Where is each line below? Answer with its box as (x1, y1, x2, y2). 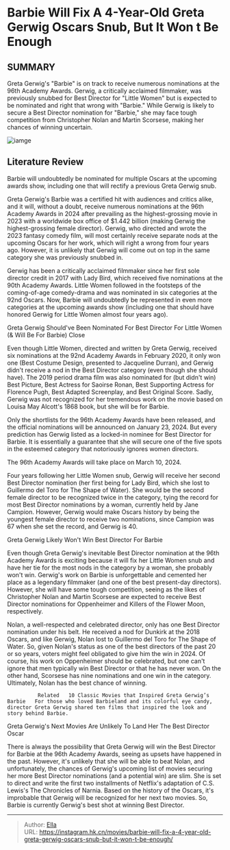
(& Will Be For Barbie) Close (7, 330, 86, 339)
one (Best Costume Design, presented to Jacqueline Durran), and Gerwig (7, 359, 214, 367)
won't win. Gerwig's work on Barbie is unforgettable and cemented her (7, 570, 207, 579)
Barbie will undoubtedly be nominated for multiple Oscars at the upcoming (7, 174, 217, 182)
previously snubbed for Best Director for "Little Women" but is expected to (7, 94, 217, 102)
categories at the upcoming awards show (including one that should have (7, 303, 214, 311)
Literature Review (7, 156, 84, 168)
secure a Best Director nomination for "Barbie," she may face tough (7, 108, 197, 117)
